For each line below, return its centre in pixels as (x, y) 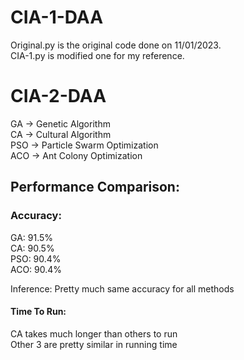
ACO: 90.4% (36, 269)
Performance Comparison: (95, 187)
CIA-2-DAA (58, 96)
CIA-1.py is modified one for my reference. (97, 55)
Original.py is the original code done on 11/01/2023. (116, 45)
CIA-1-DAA (57, 17)
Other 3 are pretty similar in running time (94, 344)
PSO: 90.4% (36, 258)
